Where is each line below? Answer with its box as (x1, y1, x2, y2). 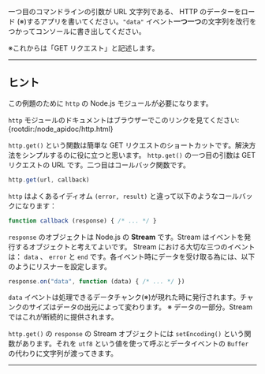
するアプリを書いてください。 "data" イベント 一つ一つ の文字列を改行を (26, 17, 257, 26)
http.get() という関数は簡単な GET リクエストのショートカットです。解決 (8, 140, 249, 150)
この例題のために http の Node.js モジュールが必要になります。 (8, 98, 213, 108)
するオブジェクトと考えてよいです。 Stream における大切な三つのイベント (14, 241, 256, 251)
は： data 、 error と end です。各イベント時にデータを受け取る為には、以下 (8, 252, 256, 261)
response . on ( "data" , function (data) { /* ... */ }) (8, 277, 185, 286)
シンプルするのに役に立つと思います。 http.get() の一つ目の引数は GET (21, 150, 256, 159)
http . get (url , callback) (8, 176, 90, 184)
